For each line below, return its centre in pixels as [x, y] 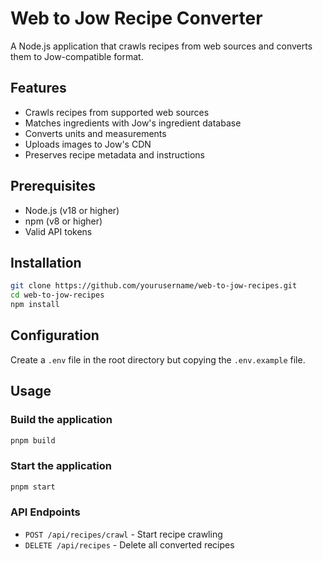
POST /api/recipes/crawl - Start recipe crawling [123, 534]
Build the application [61, 420]
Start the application [61, 466]
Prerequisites [53, 186]
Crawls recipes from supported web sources [117, 112]
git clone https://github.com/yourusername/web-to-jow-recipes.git [154, 286]
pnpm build [33, 440]
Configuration [55, 335]
